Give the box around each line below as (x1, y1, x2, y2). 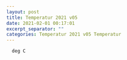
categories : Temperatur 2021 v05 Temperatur (6, 32, 122, 38)
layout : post (6, 8, 40, 15)
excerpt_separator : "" (6, 25, 64, 32)
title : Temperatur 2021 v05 (6, 15, 78, 21)
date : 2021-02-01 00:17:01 (6, 20, 75, 26)
